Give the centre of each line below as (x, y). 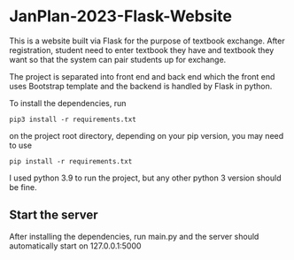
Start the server (54, 215)
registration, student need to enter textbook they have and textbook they (142, 50)
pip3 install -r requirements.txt (73, 119)
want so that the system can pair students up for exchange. (118, 59)
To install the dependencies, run (68, 103)
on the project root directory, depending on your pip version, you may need (147, 135)
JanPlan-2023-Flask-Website (121, 16)
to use (21, 145)
